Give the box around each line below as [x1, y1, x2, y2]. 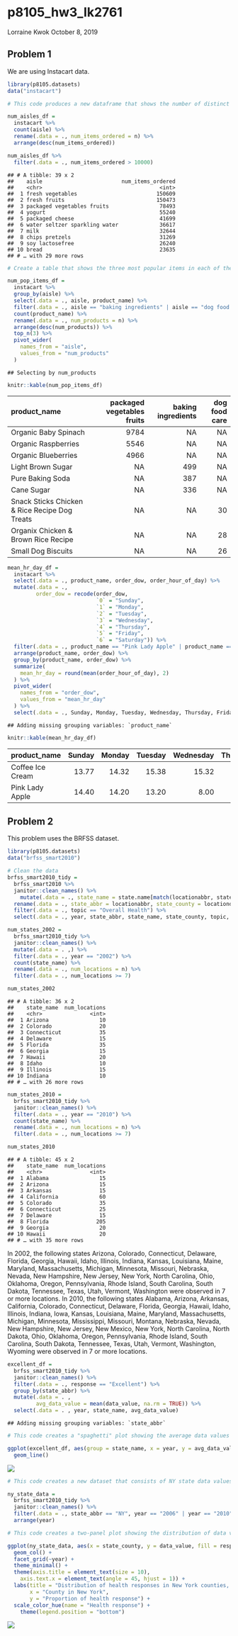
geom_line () [13, 1451, 50, 1459]
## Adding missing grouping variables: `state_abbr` [7, 1420, 166, 1427]
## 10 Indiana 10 [7, 1072, 106, 1080]
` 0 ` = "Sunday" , [96, 597, 144, 604]
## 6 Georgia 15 [7, 1048, 106, 1055]
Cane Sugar [11, 485, 51, 495]
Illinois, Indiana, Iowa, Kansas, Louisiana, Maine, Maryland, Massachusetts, [7, 1309, 227, 1318]
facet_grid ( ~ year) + [13, 1555, 74, 1563]
